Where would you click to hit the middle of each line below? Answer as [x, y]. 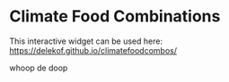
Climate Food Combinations [115, 16]
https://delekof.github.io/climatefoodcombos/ [93, 50]
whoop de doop [39, 68]
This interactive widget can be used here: [86, 41]
